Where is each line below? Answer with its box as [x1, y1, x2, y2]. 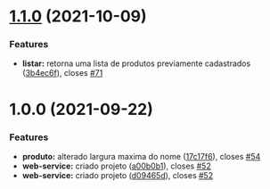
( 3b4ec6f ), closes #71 [21, 68, 103, 78]
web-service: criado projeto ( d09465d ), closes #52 [21, 169, 214, 180]
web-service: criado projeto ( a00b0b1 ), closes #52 [21, 160, 211, 171]
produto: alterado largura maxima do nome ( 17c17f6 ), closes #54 [21, 151, 261, 161]
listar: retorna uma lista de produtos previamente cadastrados [21, 58, 251, 69]
